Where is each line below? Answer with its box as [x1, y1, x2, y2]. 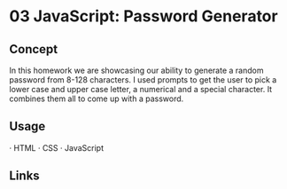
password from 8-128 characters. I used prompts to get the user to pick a [9, 75, 277, 85]
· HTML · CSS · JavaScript [9, 142, 105, 153]
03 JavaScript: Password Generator [9, 6, 278, 27]
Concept [9, 42, 58, 57]
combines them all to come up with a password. [9, 93, 184, 104]
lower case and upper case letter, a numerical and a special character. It [9, 84, 273, 94]
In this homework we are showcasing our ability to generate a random [9, 65, 264, 75]
